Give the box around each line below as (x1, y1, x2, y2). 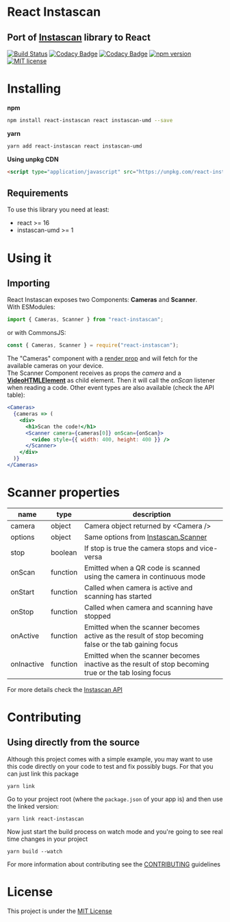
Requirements (7, 187, 68, 199)
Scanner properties (7, 485, 120, 500)
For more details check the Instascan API (7, 685, 123, 693)
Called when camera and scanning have (84, 602, 214, 612)
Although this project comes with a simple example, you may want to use (7, 754, 214, 763)
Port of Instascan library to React (7, 32, 151, 43)
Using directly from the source (7, 737, 140, 748)
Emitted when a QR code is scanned (84, 563, 201, 573)
